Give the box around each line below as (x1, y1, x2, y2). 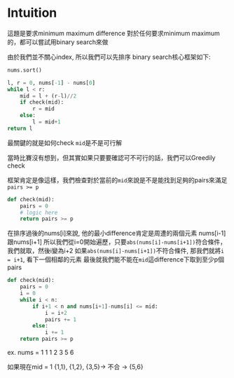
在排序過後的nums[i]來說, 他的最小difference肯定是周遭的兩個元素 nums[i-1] (7, 229, 226, 238)
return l (7, 125, 33, 132)
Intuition (7, 5, 57, 21)
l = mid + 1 (32, 119, 61, 126)
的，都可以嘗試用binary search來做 (7, 37, 109, 46)
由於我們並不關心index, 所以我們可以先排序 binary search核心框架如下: (7, 53, 211, 61)
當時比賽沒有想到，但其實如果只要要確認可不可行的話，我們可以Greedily (7, 153, 216, 162)
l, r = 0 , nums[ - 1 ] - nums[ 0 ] (7, 79, 96, 86)
